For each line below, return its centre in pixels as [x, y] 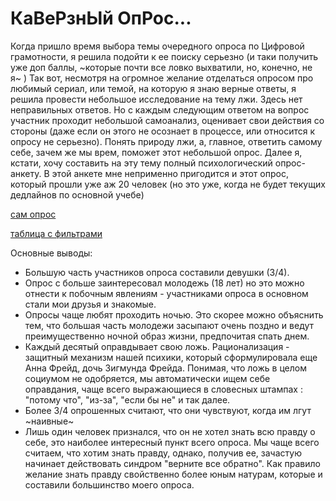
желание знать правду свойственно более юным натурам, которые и [173, 474]
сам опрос [33, 214]
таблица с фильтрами [56, 233]
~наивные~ [49, 421]
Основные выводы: [51, 253]
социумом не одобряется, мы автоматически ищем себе [147, 378]
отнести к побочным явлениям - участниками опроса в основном [166, 293]
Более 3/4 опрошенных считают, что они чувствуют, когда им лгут [168, 410]
